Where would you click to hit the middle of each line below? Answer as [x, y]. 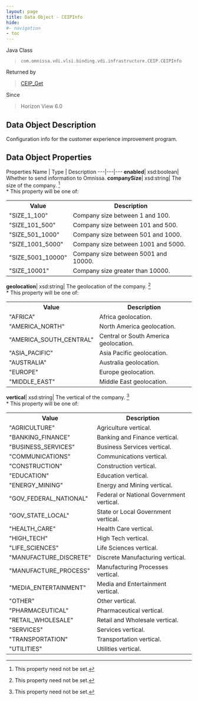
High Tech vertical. [123, 538]
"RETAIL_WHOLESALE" [41, 620]
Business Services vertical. [134, 447]
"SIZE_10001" [29, 271]
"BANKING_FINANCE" [40, 437]
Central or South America [134, 336]
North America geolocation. [137, 327]
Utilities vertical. [119, 649]
